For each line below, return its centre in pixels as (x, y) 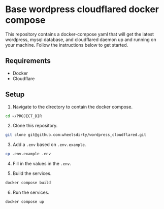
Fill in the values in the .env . (42, 164)
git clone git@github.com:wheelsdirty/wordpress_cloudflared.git (76, 135)
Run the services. (31, 193)
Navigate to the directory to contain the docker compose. (73, 107)
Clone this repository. (35, 126)
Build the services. (32, 173)
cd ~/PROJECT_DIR (24, 116)
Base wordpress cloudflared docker (82, 9)
